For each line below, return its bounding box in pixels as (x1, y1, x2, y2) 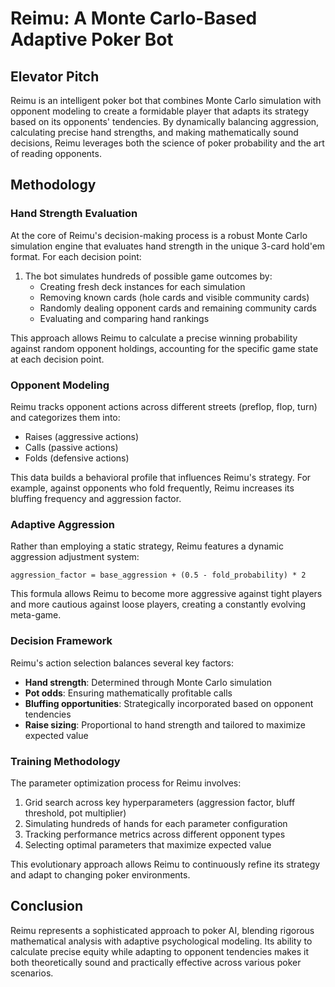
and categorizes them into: (10, 411, 121, 423)
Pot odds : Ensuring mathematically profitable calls (24, 687, 233, 699)
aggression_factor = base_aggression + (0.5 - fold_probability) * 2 (10, 570, 307, 581)
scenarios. (10, 967, 54, 979)
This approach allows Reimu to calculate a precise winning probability (10, 332, 298, 344)
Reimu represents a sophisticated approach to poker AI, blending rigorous (10, 924, 315, 936)
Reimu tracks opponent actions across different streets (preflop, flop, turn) (10, 400, 318, 412)
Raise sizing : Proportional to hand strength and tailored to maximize (24, 718, 306, 731)
